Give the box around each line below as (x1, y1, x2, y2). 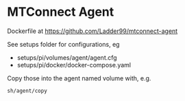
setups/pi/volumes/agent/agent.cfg (16, 53, 118, 62)
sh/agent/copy (7, 87, 48, 94)
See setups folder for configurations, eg (7, 40, 120, 48)
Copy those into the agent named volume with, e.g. (7, 74, 151, 82)
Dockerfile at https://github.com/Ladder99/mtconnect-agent (7, 27, 178, 35)
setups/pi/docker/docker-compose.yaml (16, 60, 132, 69)
